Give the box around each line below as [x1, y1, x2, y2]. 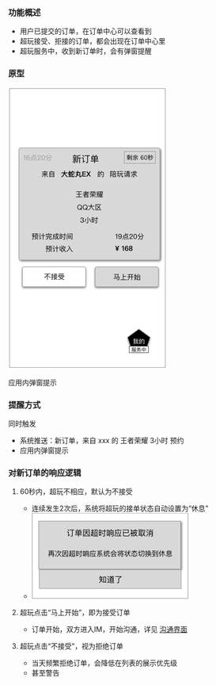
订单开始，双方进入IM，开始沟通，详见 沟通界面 [31, 625, 188, 634]
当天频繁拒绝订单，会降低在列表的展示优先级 [31, 658, 178, 668]
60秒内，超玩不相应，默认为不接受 [19, 487, 133, 496]
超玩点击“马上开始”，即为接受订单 [19, 608, 131, 618]
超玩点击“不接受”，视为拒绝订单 [19, 641, 124, 651]
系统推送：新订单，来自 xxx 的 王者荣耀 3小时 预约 [19, 435, 184, 445]
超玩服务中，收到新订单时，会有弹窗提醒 [19, 46, 152, 56]
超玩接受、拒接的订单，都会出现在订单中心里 [19, 36, 166, 46]
